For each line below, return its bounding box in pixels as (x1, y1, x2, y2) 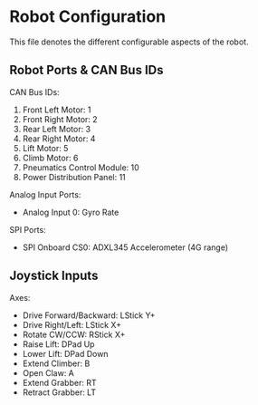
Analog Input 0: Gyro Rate (22, 207, 119, 217)
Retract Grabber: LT (22, 387, 97, 398)
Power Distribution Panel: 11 (22, 171, 127, 182)
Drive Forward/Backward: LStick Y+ (22, 310, 156, 321)
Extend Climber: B (22, 358, 91, 369)
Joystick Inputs (9, 268, 99, 284)
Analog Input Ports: (9, 188, 81, 200)
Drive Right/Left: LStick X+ (22, 319, 122, 330)
